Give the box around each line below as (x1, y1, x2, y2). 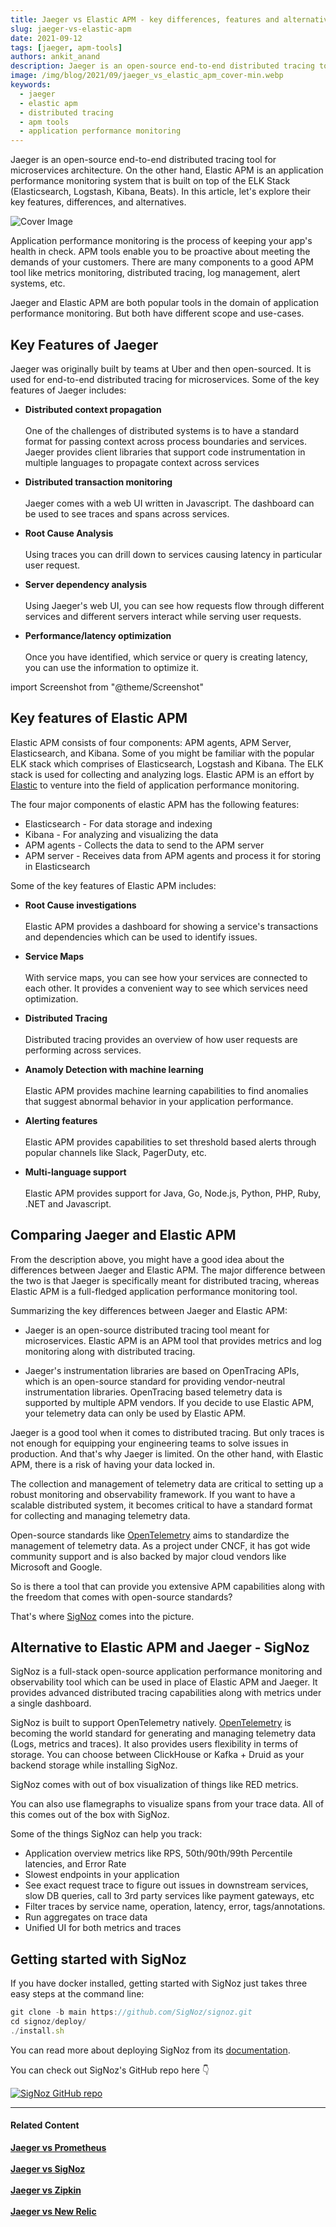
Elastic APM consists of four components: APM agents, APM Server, (10, 736, 292, 748)
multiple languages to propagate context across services (24, 456, 260, 468)
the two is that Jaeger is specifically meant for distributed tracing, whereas (10, 1274, 320, 1286)
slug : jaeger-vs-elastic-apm (10, 24, 132, 34)
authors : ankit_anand (10, 52, 101, 62)
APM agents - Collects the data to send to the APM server (24, 839, 265, 851)
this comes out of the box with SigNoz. (10, 1809, 170, 1821)
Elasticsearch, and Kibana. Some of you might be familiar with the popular (10, 747, 315, 759)
